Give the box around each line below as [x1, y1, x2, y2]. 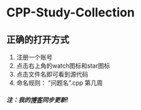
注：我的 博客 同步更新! [6, 96, 69, 104]
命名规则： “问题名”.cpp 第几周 [16, 79, 103, 87]
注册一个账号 [16, 53, 52, 61]
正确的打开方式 [6, 33, 69, 45]
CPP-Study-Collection [6, 5, 135, 20]
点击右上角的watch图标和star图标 [16, 61, 110, 70]
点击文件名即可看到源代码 [16, 70, 89, 78]
